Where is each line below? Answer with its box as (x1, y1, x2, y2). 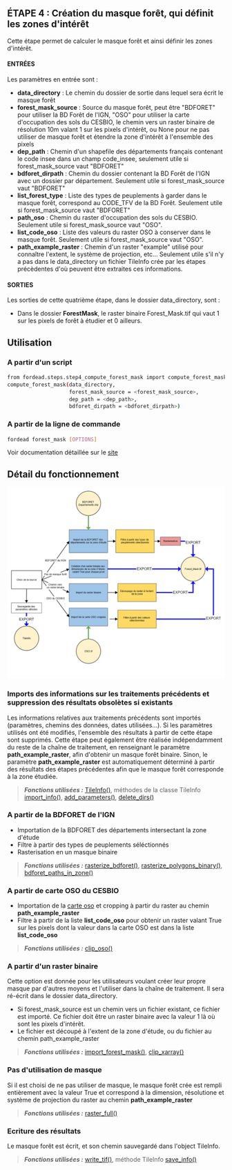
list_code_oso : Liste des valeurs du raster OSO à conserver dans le (17, 228, 211, 236)
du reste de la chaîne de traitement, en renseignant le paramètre (7, 742, 191, 751)
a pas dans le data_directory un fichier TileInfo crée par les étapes (17, 258, 206, 266)
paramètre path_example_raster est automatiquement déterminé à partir (7, 758, 215, 766)
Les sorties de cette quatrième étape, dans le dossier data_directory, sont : (7, 296, 220, 305)
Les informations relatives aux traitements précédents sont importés (7, 713, 202, 722)
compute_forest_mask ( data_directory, (7, 381, 116, 388)
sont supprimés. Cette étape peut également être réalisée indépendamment (7, 736, 223, 744)
